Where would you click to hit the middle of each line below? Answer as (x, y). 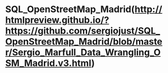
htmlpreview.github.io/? (57, 20)
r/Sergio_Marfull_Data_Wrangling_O (83, 52)
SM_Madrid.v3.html (48, 63)
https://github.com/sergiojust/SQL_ (83, 31)
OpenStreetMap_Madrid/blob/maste (84, 42)
